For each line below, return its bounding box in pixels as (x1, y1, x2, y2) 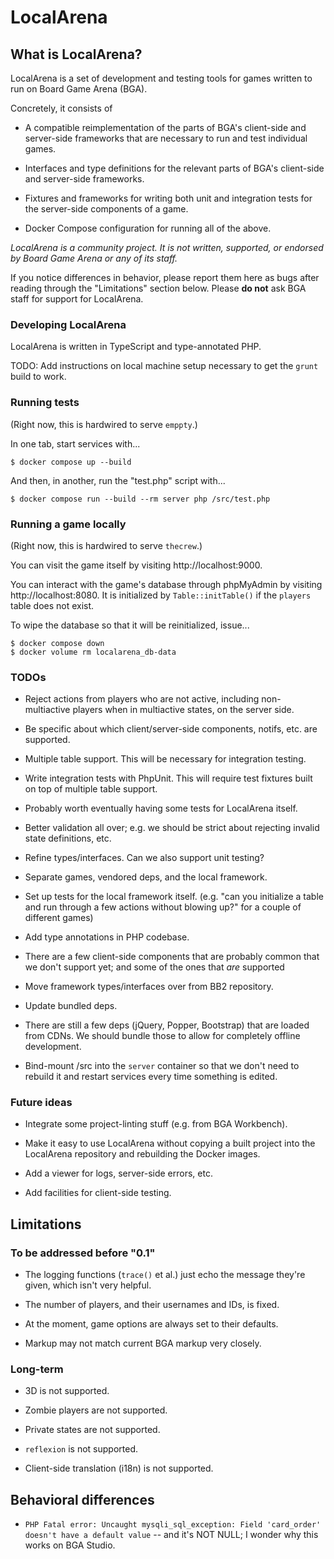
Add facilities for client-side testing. (24, 1187, 172, 1199)
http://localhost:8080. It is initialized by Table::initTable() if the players (10, 589, 312, 601)
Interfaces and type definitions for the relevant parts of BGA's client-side (24, 162, 325, 174)
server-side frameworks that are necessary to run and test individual (24, 132, 308, 144)
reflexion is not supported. (24, 1443, 138, 1455)
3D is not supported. (24, 1385, 110, 1397)
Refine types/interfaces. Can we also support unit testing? (24, 852, 265, 864)
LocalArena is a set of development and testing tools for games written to (10, 72, 313, 84)
